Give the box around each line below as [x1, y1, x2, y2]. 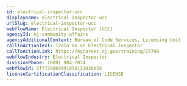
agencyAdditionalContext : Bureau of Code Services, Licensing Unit [6, 37, 182, 43]
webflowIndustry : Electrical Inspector [6, 54, 108, 60]
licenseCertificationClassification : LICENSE [6, 71, 124, 77]
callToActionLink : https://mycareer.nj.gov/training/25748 [6, 48, 160, 55]
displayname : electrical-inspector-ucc [6, 15, 108, 21]
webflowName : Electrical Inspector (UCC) [6, 25, 113, 32]
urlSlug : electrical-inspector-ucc [6, 20, 97, 26]
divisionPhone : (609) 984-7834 [6, 59, 86, 65]
